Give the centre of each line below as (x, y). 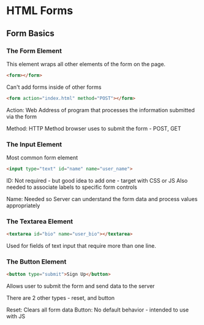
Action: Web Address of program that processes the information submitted (100, 110)
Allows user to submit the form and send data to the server (81, 286)
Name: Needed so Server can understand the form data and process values (102, 199)
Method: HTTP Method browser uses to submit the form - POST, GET (94, 128)
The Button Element (36, 261)
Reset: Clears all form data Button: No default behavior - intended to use (97, 310)
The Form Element (34, 51)
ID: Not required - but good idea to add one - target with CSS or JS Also (97, 180)
